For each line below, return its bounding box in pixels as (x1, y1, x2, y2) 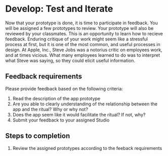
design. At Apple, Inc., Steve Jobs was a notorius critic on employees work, (5, 47, 163, 53)
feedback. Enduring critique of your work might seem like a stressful (5, 36, 148, 42)
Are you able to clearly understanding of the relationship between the (12, 101, 158, 107)
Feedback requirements (5, 72, 82, 81)
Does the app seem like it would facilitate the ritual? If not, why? (12, 111, 146, 118)
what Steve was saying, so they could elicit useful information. (5, 57, 136, 63)
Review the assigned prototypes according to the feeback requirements (12, 145, 162, 151)
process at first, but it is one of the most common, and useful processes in (5, 41, 160, 47)
